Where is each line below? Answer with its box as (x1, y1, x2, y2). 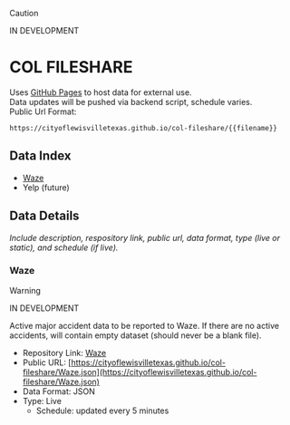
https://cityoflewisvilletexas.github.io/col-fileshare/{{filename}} (9, 123, 278, 132)
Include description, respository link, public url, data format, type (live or (9, 232, 281, 243)
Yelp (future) (22, 181, 70, 193)
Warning (9, 285, 41, 295)
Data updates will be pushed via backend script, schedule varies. (9, 96, 253, 107)
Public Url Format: (9, 106, 77, 117)
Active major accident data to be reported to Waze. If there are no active (9, 320, 279, 331)
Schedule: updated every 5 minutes (35, 405, 169, 416)
